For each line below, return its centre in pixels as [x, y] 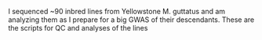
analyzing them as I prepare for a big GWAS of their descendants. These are [131, 20]
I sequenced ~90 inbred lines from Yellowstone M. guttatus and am [117, 11]
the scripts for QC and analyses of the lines [78, 28]
